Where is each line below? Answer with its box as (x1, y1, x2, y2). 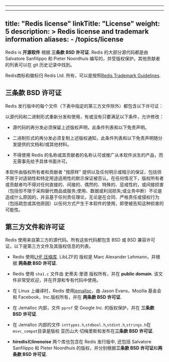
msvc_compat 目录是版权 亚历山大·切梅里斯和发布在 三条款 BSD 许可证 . (12, 328, 154, 334)
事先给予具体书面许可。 (21, 158, 70, 164)
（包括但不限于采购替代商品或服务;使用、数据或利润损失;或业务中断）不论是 (5, 188, 162, 194)
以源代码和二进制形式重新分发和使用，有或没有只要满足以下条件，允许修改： (5, 114, 164, 120)
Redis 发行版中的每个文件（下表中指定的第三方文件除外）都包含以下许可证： (5, 103, 163, 109)
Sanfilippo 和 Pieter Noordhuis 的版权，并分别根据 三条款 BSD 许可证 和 (12, 345, 158, 351)
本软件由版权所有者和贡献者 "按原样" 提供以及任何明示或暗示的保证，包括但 (5, 169, 162, 175)
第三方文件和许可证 (5, 223, 65, 231)
